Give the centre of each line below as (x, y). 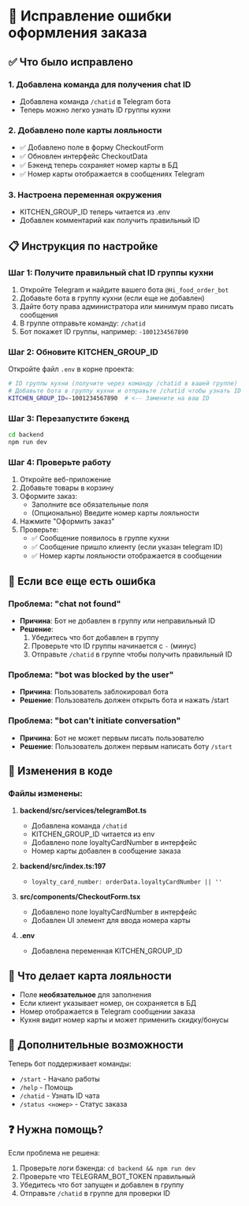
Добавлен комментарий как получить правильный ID (110, 221)
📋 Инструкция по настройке (83, 246)
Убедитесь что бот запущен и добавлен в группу (102, 1185)
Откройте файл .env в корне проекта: (71, 369)
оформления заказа (78, 33)
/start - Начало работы (59, 1079)
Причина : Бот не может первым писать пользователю (112, 738)
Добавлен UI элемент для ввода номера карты (111, 921)
